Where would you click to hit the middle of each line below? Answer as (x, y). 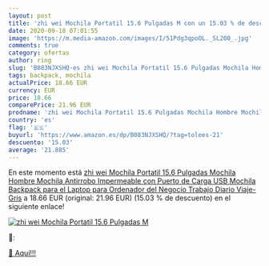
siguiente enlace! (36, 207)
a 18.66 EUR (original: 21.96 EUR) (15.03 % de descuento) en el (127, 198)
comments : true (34, 46)
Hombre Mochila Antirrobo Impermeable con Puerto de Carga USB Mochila (132, 181)
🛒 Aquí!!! (22, 253)
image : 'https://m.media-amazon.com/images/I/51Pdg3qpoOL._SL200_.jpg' (130, 38)
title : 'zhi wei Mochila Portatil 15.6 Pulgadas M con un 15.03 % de (127, 23)
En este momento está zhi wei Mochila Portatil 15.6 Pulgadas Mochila (122, 172)
